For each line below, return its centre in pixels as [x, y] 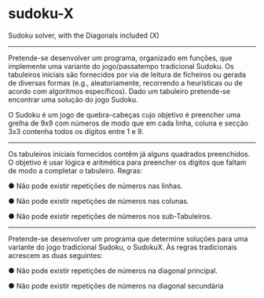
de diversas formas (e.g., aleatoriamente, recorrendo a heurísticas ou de [126, 82]
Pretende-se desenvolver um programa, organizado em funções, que [120, 58]
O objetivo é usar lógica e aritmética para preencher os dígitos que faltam [127, 162]
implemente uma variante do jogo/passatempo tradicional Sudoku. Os [121, 66]
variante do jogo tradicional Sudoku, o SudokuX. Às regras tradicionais [123, 247]
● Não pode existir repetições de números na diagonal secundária [116, 285]
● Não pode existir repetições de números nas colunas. [99, 201]
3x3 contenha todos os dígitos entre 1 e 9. [76, 131]
